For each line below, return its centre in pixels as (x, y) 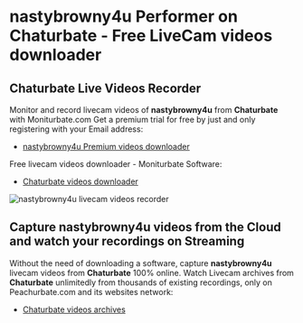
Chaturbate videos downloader (80, 181)
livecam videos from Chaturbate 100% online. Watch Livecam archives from (151, 272)
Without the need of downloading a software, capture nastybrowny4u (141, 263)
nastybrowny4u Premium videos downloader (106, 147)
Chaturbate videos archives (74, 309)
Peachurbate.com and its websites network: (91, 291)
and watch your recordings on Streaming (127, 241)
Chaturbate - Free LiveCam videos (141, 36)
